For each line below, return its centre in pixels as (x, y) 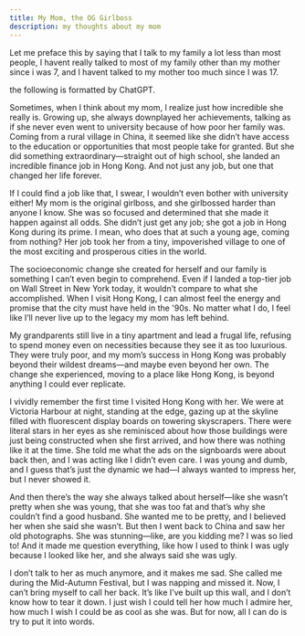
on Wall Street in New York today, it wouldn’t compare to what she (134, 288)
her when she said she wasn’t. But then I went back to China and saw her (147, 525)
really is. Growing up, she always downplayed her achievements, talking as (150, 117)
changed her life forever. (56, 175)
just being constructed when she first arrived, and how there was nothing (147, 440)
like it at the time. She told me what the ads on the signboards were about (148, 450)
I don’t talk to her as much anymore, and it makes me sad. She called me (146, 573)
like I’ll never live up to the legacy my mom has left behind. (120, 317)
